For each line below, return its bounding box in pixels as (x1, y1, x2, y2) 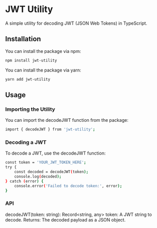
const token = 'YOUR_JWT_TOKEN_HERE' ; (5, 160, 86, 165)
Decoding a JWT (5, 138, 47, 145)
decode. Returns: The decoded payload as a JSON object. (5, 216, 126, 222)
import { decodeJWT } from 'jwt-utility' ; (5, 127, 95, 132)
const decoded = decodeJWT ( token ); (14, 170, 89, 175)
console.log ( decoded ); (14, 174, 62, 179)
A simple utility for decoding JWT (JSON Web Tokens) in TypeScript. (5, 20, 147, 26)
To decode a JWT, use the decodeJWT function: (5, 150, 106, 157)
